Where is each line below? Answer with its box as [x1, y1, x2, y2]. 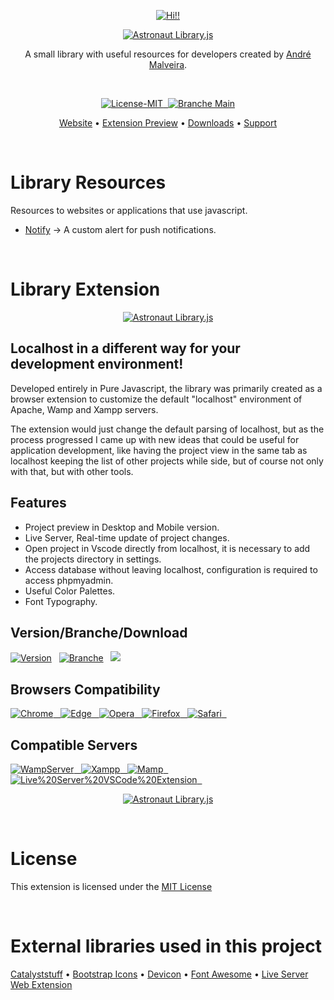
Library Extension [10, 278, 161, 301]
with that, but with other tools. [10, 465, 134, 477]
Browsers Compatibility [10, 681, 161, 698]
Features [10, 495, 67, 512]
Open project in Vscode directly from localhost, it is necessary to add [24, 542, 311, 554]
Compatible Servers [10, 736, 138, 754]
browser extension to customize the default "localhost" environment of [10, 393, 303, 405]
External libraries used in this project [10, 935, 322, 958]
